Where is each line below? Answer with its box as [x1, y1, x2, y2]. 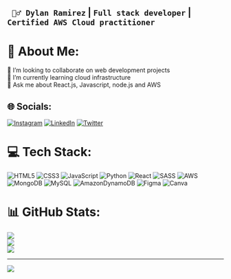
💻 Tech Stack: [7, 144, 92, 160]
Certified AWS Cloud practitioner [7, 18, 155, 27]
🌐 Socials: [7, 100, 52, 112]
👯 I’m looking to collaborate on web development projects [7, 66, 170, 74]
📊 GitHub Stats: [7, 204, 101, 220]
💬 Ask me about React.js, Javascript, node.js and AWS [7, 80, 162, 89]
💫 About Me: [7, 43, 80, 59]
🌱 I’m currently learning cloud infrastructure [7, 74, 131, 82]
